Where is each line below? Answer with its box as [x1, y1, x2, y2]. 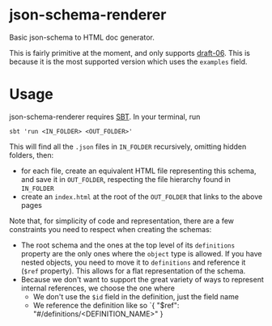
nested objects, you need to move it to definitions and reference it [20, 257, 246, 267]
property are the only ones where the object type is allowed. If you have [20, 248, 262, 258]
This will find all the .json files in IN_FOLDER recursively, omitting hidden [9, 142, 247, 151]
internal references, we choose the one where [20, 283, 175, 293]
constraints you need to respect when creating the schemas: [9, 224, 212, 234]
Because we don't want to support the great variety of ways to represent [20, 274, 264, 284]
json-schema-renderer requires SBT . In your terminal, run [9, 112, 201, 121]
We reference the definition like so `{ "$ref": [32, 300, 180, 310]
